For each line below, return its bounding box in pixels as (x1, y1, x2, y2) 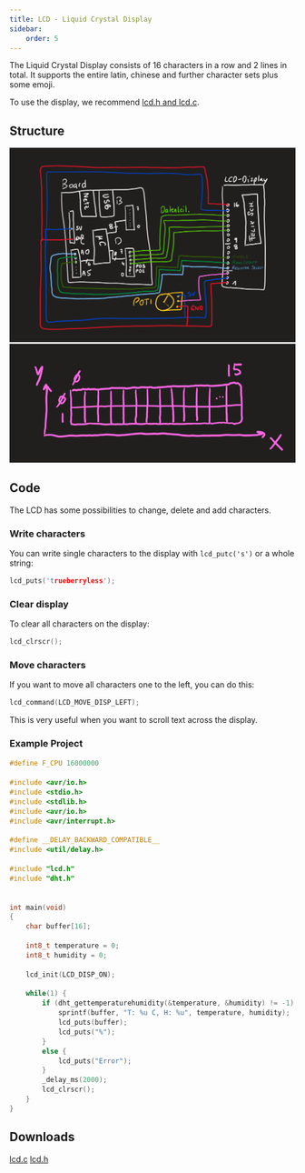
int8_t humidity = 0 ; (25, 950, 107, 959)
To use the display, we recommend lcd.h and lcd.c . (9, 96, 200, 108)
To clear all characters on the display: (9, 618, 150, 629)
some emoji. (9, 79, 55, 90)
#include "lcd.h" (9, 865, 75, 874)
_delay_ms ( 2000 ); (42, 1076, 107, 1085)
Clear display (9, 597, 70, 610)
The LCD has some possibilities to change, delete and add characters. (9, 505, 272, 516)
